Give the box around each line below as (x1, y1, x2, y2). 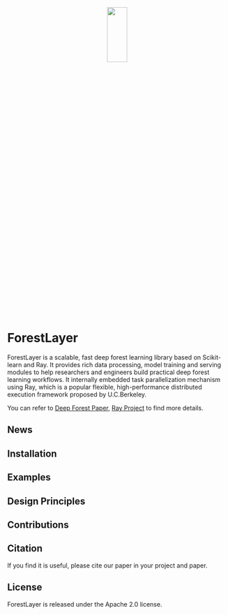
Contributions (7, 519, 69, 531)
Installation (7, 447, 57, 459)
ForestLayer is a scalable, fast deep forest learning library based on (7, 353, 202, 362)
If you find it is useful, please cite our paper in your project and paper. (7, 561, 208, 570)
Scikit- (202, 353, 222, 362)
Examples (7, 471, 51, 484)
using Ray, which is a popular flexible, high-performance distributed (7, 383, 202, 391)
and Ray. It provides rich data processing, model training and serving (23, 360, 222, 369)
